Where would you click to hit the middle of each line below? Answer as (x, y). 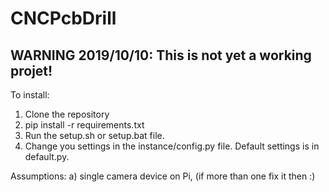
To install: (30, 95)
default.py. (47, 156)
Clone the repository (67, 114)
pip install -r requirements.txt (84, 125)
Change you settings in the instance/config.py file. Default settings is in (172, 146)
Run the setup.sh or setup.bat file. (94, 135)
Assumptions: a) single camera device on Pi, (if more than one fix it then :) (163, 176)
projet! (31, 70)
